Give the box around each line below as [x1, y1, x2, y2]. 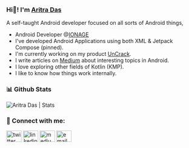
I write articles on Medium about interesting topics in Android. [15, 57, 170, 64]
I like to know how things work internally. [15, 70, 117, 77]
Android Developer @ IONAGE [15, 31, 89, 38]
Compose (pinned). [15, 44, 64, 51]
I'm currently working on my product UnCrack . [15, 50, 131, 58]
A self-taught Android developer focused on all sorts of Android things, [6, 19, 184, 27]
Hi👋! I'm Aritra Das [6, 5, 62, 14]
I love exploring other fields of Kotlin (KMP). [15, 63, 124, 70]
